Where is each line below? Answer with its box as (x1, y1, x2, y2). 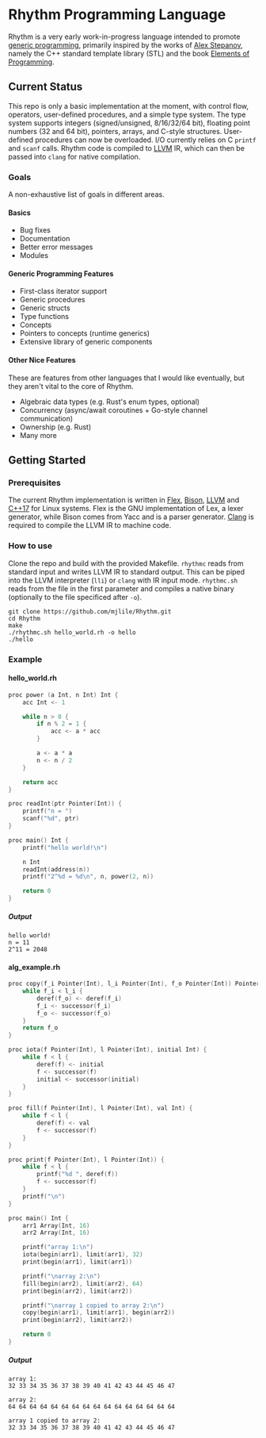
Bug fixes (19, 225, 51, 235)
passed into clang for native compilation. (8, 152, 141, 161)
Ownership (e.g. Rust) (19, 422, 92, 432)
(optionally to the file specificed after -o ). (8, 592, 142, 602)
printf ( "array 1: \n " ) (22, 1244, 93, 1252)
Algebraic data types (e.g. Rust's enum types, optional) (19, 397, 200, 406)
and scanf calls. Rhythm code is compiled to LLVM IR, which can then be (8, 143, 245, 152)
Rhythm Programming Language (8, 6, 226, 24)
